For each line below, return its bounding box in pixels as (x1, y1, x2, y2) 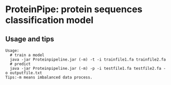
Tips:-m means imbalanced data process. (5, 75, 93, 80)
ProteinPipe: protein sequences (5, 4, 142, 15)
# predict (10, 62, 31, 67)
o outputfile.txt (5, 70, 42, 75)
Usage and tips (5, 35, 54, 43)
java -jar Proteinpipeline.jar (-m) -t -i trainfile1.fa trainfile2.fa (10, 57, 166, 62)
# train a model (10, 52, 45, 58)
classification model (5, 14, 94, 26)
